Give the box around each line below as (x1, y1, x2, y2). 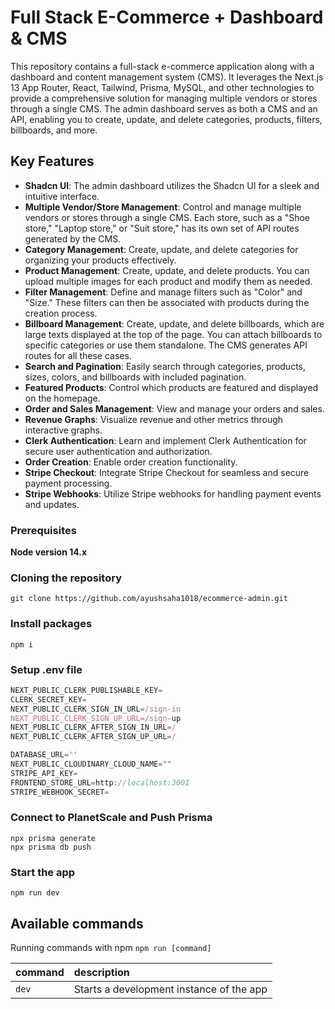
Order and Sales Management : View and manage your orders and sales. (24, 402, 325, 415)
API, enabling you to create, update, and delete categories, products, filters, (10, 113, 323, 125)
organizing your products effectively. (24, 254, 177, 266)
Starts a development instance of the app (73, 982, 268, 996)
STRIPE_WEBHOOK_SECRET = (10, 787, 110, 797)
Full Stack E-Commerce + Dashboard (10, 6, 324, 29)
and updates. (24, 498, 80, 510)
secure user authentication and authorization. (24, 445, 213, 457)
